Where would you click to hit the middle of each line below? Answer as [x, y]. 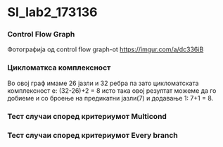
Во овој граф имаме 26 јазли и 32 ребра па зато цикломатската [103, 83]
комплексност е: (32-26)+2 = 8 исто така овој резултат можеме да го [112, 90]
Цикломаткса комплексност [59, 68]
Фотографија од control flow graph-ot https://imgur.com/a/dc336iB [106, 49]
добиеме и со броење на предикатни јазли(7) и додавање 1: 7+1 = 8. [110, 98]
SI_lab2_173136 [52, 12]
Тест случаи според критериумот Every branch [93, 135]
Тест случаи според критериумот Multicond [87, 116]
